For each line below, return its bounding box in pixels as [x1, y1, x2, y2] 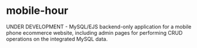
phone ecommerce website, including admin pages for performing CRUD [6, 29, 183, 36]
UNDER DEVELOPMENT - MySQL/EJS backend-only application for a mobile [6, 23, 192, 30]
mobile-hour [6, 4, 69, 17]
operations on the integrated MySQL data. [6, 35, 108, 42]
